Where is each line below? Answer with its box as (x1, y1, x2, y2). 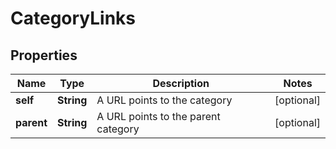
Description (152, 77, 210, 90)
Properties (10, 47, 78, 64)
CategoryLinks (10, 7, 137, 30)
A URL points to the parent (96, 110, 221, 123)
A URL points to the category (96, 93, 233, 107)
